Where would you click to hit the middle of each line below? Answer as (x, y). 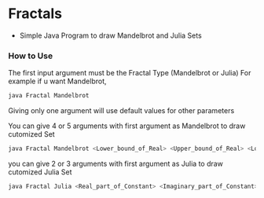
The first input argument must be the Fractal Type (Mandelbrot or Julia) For (130, 73)
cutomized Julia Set (40, 172)
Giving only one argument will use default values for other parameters (121, 111)
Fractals (35, 14)
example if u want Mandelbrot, (58, 81)
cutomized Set (31, 134)
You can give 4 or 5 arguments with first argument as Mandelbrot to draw (127, 126)
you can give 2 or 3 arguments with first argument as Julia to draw (116, 163)
